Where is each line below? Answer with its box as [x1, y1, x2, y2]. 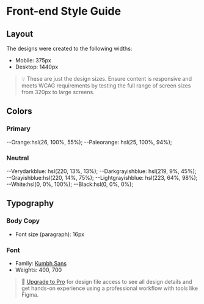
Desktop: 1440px [15, 63, 59, 70]
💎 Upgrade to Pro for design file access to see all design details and [21, 278, 192, 285]
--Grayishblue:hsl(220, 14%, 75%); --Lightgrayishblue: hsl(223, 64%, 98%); [6, 174, 198, 181]
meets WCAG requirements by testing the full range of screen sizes [21, 82, 191, 89]
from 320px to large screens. [21, 89, 95, 95]
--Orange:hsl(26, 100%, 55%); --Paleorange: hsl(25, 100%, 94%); [6, 138, 172, 146]
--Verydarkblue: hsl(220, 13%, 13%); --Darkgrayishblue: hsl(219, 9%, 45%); [6, 167, 197, 175]
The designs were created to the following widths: [6, 45, 133, 52]
